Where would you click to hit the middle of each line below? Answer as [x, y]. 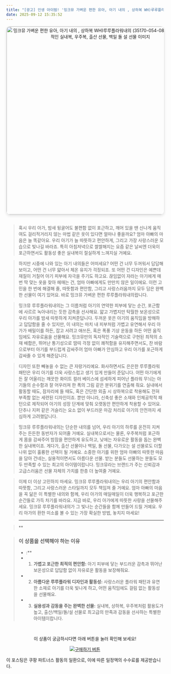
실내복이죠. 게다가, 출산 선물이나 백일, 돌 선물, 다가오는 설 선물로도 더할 [93, 445]
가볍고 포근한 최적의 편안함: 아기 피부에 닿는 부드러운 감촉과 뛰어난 [98, 564]
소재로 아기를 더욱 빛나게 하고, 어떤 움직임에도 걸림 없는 [93, 588]
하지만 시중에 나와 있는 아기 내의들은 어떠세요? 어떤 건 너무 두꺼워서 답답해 [91, 263]
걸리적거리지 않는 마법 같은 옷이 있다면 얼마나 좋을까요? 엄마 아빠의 [93, 234]
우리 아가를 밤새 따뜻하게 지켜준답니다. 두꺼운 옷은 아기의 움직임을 [82, 318]
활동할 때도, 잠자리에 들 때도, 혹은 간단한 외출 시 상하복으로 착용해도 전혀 [89, 391]
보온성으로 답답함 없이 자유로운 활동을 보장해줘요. [81, 570]
